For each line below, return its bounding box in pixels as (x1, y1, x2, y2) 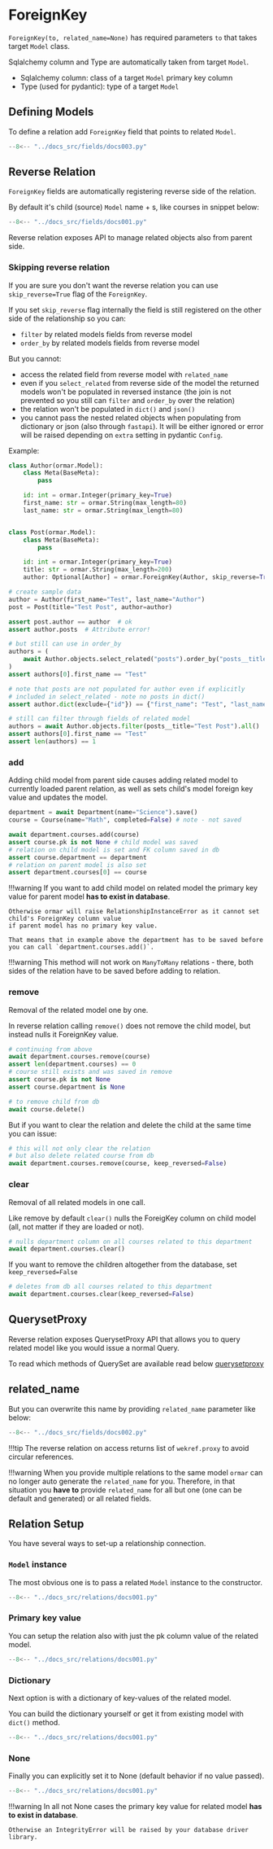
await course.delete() (8, 1105, 85, 1113)
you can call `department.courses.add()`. (8, 943, 154, 952)
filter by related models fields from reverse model (19, 329, 193, 339)
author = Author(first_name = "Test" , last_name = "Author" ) (8, 595, 206, 603)
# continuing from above (8, 1045, 93, 1054)
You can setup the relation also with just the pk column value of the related (8, 1631, 258, 1641)
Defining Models (8, 105, 94, 119)
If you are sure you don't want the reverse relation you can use (8, 280, 219, 290)
